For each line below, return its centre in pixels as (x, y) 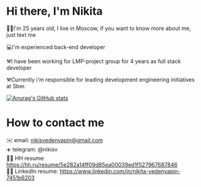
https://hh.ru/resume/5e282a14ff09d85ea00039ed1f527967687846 (92, 164)
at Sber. (16, 86)
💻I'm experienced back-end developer (56, 47)
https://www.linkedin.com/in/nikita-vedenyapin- (120, 171)
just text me (21, 34)
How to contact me (55, 123)
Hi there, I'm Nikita (55, 11)
